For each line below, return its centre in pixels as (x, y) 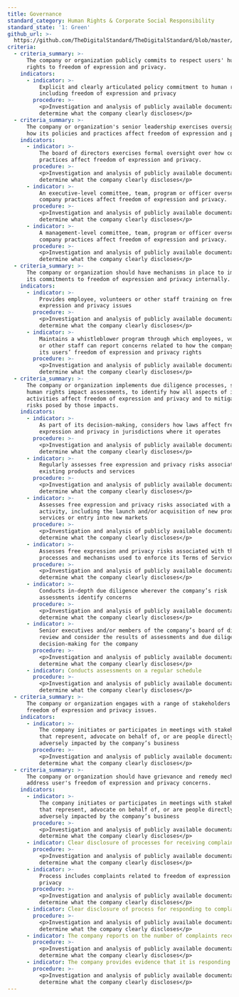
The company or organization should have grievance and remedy (122, 777)
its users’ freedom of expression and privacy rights (120, 352)
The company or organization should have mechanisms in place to (125, 272)
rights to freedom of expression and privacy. (96, 67)
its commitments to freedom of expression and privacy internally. (128, 279)
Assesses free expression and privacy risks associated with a (135, 505)
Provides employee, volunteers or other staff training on (128, 299)
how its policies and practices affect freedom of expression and (127, 133)
